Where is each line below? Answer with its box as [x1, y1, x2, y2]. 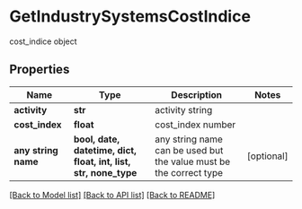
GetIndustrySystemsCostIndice [9, 6, 252, 27]
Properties [9, 62, 70, 77]
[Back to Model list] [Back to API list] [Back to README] [9, 189, 216, 200]
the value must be [155, 155, 231, 168]
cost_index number [155, 118, 236, 131]
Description [170, 88, 223, 100]
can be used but [155, 144, 224, 156]
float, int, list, [73, 155, 131, 168]
